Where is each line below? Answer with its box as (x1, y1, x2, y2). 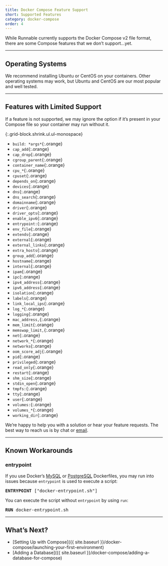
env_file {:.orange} (12, 226, 51, 232)
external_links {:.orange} (12, 241, 65, 248)
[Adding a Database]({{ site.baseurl (12, 549, 86, 556)
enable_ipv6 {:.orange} (12, 215, 58, 221)
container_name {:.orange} (12, 162, 65, 168)
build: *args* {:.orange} (12, 141, 63, 147)
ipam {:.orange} (12, 268, 42, 274)
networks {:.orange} (12, 343, 51, 349)
